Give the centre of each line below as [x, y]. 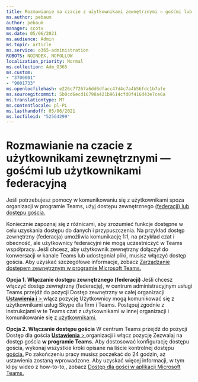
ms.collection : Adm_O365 [37, 67]
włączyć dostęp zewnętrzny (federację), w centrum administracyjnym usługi [99, 286]
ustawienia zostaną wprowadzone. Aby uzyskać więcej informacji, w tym [95, 361]
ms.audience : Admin [30, 39]
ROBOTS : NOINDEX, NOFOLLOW [39, 56]
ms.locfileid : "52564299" [38, 116]
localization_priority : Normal [45, 61]
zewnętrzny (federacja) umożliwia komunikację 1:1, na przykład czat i [90, 237]
